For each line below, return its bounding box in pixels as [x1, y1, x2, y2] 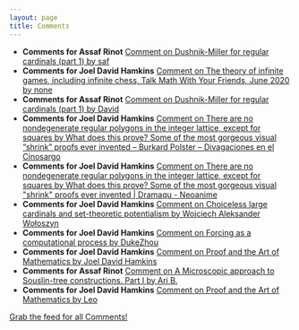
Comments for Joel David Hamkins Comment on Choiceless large [21, 198, 269, 209]
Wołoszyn [21, 217, 60, 229]
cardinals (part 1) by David [21, 103, 119, 114]
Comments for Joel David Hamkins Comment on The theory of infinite [21, 65, 284, 76]
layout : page [9, 13, 58, 22]
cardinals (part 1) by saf [21, 56, 110, 66]
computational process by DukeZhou [21, 237, 159, 247]
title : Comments [9, 22, 70, 30]
